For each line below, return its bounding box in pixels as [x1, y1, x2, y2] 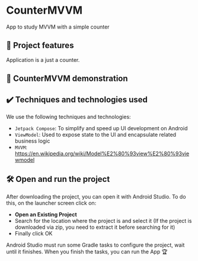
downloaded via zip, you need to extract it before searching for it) [14, 224, 175, 231]
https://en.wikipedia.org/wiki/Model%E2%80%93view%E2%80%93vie [14, 150, 190, 157]
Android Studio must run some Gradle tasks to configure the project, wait [6, 241, 185, 249]
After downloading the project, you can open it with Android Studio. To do [6, 193, 186, 200]
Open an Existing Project [14, 210, 77, 218]
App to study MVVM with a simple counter [6, 23, 110, 30]
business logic [14, 137, 50, 144]
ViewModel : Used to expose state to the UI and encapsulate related [14, 131, 177, 138]
